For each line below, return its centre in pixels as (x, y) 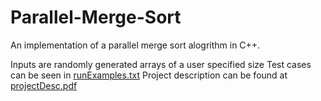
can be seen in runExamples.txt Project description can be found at (149, 75)
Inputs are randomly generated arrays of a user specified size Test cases (161, 64)
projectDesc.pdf (44, 85)
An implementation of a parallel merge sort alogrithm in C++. (135, 45)
